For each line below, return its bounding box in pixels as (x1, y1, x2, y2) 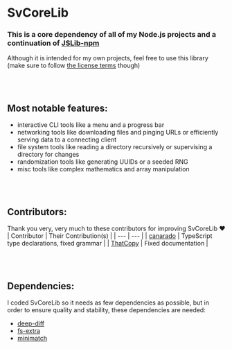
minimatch (17, 334, 47, 342)
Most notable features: (7, 102, 109, 114)
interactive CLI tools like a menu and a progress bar (17, 121, 165, 129)
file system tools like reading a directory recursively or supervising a (17, 143, 213, 151)
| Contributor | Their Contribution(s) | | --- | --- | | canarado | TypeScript (7, 232, 213, 240)
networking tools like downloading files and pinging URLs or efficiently (17, 128, 219, 137)
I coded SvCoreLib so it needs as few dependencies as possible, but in (7, 298, 210, 307)
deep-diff (17, 319, 45, 327)
